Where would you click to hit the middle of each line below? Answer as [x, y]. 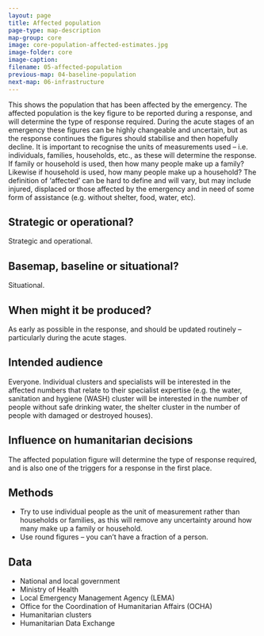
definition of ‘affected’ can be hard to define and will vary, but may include [130, 180]
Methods [31, 492]
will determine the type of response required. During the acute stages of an [132, 121]
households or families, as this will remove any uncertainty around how [136, 520]
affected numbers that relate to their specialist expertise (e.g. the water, [125, 390]
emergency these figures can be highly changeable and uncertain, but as [128, 130]
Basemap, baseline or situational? [94, 266]
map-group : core [35, 38]
